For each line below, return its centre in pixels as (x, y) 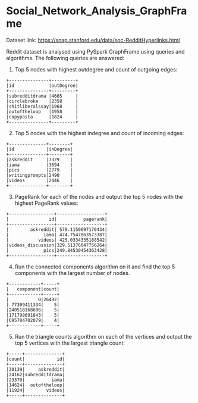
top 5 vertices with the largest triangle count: (70, 343)
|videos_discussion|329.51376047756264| (57, 245)
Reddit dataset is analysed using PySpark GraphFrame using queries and (96, 51)
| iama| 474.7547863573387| (57, 235)
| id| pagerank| (57, 219)
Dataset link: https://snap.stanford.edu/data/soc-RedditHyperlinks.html (93, 40)
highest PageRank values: (46, 203)
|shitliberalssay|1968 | (42, 106)
